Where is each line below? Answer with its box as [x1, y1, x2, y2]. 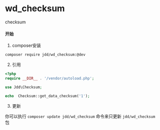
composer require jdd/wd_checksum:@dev [5, 52, 86, 57]
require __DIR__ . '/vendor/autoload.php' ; [5, 76, 95, 81]
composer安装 [12, 42, 41, 49]
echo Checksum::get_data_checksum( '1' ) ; [5, 93, 90, 98]
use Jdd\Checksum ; [5, 85, 42, 90]
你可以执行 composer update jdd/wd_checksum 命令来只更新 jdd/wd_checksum [5, 113, 156, 119]
